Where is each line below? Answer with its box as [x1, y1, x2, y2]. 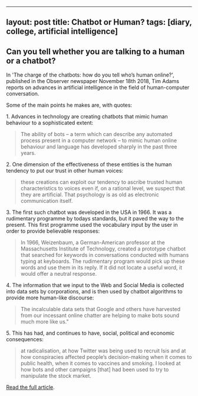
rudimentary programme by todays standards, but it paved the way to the [6, 215, 184, 222]
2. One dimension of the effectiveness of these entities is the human [6, 161, 172, 168]
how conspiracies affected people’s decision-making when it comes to [20, 354, 192, 361]
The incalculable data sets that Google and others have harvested [20, 306, 181, 313]
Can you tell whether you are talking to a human [6, 47, 185, 57]
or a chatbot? [6, 55, 56, 65]
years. [20, 150, 37, 157]
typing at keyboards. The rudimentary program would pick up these [20, 258, 185, 265]
